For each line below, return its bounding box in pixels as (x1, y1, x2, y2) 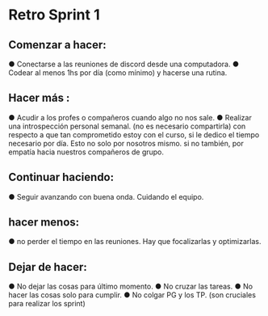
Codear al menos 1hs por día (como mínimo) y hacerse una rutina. (8, 68, 228, 78)
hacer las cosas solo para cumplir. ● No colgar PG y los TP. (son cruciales (8, 290, 257, 300)
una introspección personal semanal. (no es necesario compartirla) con (8, 121, 246, 131)
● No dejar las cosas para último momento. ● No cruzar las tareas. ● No (8, 281, 253, 292)
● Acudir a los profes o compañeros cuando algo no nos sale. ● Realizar (8, 112, 252, 122)
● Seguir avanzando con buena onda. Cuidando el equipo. (8, 192, 204, 201)
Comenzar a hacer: (8, 38, 107, 52)
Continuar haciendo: (8, 171, 115, 184)
